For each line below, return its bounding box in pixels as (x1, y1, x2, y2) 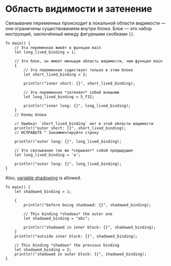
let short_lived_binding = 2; (23, 72, 88, 77)
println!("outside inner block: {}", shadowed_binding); (14, 233, 138, 239)
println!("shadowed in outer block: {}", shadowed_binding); (14, 251, 147, 257)
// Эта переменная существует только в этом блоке (23, 67, 133, 72)
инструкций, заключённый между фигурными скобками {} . (5, 31, 135, 37)
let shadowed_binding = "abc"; (23, 215, 90, 221)
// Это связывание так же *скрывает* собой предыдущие (14, 148, 133, 153)
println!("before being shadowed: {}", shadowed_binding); (23, 202, 152, 207)
